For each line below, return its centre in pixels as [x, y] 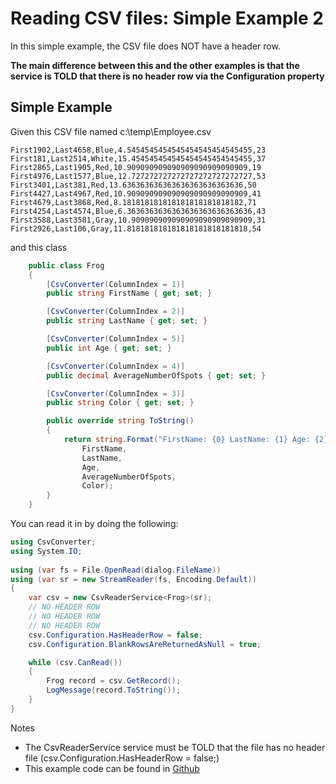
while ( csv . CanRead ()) [75, 662]
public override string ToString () [120, 421]
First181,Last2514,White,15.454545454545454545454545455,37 [138, 158]
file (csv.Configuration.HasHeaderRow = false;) [122, 758]
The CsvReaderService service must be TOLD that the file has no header [175, 747]
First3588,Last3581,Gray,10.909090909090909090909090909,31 [138, 220]
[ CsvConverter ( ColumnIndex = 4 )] [116, 366]
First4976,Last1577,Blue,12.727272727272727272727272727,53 [138, 176]
